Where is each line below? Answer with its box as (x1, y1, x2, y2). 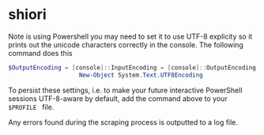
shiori (8, 6, 47, 24)
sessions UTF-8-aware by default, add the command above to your (8, 93, 228, 103)
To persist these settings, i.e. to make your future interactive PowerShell (8, 85, 243, 95)
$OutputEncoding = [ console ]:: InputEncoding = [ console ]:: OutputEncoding (8, 63, 257, 72)
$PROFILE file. (8, 102, 55, 111)
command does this (8, 48, 73, 58)
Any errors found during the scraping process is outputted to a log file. (8, 117, 239, 127)
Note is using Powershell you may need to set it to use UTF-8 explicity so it (8, 32, 253, 41)
